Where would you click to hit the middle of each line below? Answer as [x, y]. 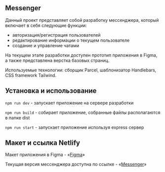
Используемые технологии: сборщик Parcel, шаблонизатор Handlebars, [81, 70]
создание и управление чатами [46, 45]
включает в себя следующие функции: [46, 25]
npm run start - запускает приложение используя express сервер [75, 127]
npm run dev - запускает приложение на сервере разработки [69, 103]
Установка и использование [51, 91]
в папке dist [18, 117]
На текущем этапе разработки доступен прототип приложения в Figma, [81, 55]
